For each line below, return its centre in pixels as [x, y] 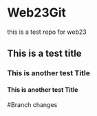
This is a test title [44, 54]
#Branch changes [32, 105]
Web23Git [37, 13]
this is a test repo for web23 [47, 32]
